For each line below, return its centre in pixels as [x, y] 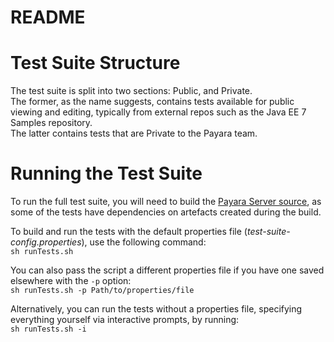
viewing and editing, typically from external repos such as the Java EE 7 [158, 112]
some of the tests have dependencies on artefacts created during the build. [166, 212]
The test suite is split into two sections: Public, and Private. [131, 91]
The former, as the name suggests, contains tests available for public [152, 102]
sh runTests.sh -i [48, 329]
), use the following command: [144, 242]
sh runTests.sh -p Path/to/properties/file [102, 291]
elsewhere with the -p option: [71, 281]
